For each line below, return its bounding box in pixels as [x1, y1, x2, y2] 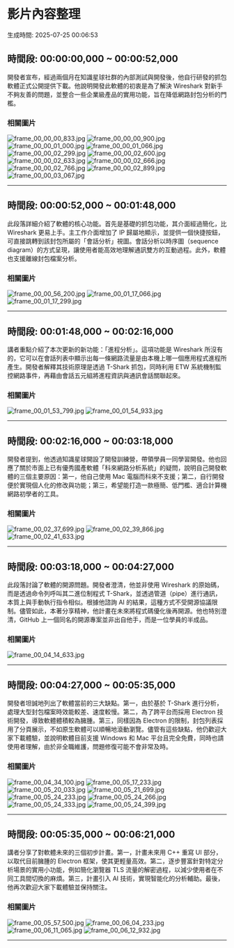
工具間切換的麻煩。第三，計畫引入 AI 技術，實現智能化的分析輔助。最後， [13, 874, 224, 883]
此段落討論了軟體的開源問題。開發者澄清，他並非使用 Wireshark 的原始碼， [7, 580, 223, 589]
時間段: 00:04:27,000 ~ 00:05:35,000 [7, 679, 176, 691]
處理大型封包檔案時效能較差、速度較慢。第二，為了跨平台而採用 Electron [7, 708, 216, 716]
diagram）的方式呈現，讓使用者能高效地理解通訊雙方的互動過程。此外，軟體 [7, 245, 226, 254]
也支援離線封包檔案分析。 [7, 254, 81, 262]
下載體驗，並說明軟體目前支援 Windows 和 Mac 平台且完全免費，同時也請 [13, 734, 224, 742]
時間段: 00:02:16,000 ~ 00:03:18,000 [7, 435, 174, 447]
